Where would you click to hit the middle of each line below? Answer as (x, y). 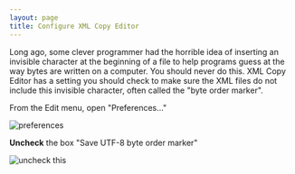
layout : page (34, 18)
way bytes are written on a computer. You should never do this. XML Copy (148, 71)
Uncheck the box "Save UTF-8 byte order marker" (104, 142)
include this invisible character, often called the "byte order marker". (137, 90)
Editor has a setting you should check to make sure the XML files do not (143, 80)
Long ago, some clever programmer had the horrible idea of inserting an (144, 51)
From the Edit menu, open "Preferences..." (88, 107)
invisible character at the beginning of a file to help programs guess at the (147, 61)
